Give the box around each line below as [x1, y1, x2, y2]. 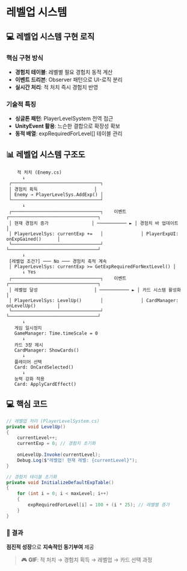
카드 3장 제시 [14, 342, 43, 348]
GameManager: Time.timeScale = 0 [14, 330, 98, 336]
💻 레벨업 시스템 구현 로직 [6, 31, 95, 42]
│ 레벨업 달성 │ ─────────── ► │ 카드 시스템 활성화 [8, 287, 182, 293]
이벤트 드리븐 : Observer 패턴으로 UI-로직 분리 [14, 76, 123, 83]
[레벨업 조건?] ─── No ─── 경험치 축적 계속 [8, 258, 107, 264]
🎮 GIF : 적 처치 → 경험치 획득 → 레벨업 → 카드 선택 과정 [20, 556, 153, 563]
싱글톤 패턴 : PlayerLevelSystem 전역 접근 [14, 115, 114, 122]
